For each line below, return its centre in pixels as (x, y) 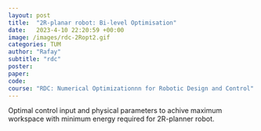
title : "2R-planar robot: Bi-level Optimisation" (92, 23)
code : (17, 81)
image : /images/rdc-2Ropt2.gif (59, 37)
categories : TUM (34, 45)
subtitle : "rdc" (34, 60)
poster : (21, 67)
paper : (19, 74)
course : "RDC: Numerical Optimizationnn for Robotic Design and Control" (131, 88)
